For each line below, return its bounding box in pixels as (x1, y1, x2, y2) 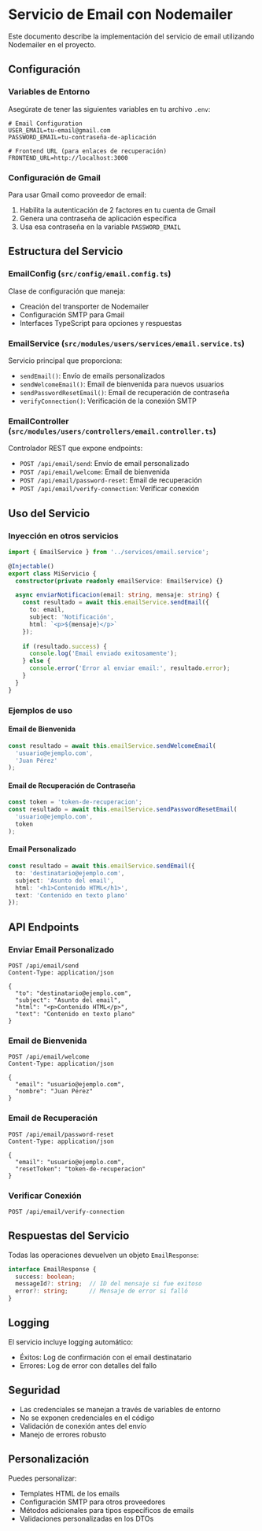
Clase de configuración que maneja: (8, 286, 126, 296)
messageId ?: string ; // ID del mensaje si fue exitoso (15, 1280, 202, 1288)
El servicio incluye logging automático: (8, 1337, 134, 1347)
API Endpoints (8, 920, 79, 934)
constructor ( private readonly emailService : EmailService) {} (15, 577, 223, 585)
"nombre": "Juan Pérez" (15, 1088, 93, 1096)
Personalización (8, 1452, 90, 1466)
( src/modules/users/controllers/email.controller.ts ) (8, 425, 216, 436)
